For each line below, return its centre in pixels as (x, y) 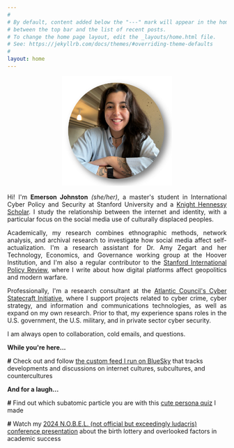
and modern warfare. (38, 277)
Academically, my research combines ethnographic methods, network (117, 232)
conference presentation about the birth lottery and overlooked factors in (112, 431)
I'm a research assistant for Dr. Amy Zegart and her (139, 247)
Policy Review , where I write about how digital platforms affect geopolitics (117, 269)
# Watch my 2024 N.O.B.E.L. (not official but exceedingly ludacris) (102, 424)
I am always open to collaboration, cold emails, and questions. (96, 334)
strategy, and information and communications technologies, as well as (117, 305)
